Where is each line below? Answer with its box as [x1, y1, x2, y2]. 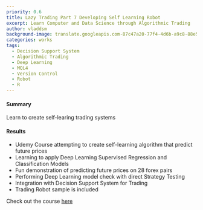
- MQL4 [11, 65, 28, 71]
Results [6, 127, 26, 135]
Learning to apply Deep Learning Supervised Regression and [14, 154, 167, 161]
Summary [6, 100, 31, 107]
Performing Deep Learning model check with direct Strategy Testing [14, 173, 185, 180]
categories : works [6, 37, 53, 43]
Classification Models [14, 161, 69, 168]
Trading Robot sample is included [14, 186, 98, 193]
